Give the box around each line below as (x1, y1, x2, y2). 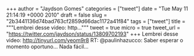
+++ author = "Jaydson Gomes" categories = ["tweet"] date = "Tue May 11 (6, 5, 189, 12)
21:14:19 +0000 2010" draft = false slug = (6, 11, 107, 18)
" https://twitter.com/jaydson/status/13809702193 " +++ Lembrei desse (6, 30, 179, 38)
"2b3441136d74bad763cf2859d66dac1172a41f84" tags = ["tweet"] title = (6, 18, 186, 24)
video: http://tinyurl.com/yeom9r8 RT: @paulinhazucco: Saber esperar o (6, 37, 183, 43)
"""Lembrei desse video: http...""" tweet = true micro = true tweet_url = (6, 24, 180, 31)
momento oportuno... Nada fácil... (6, 43, 89, 50)
